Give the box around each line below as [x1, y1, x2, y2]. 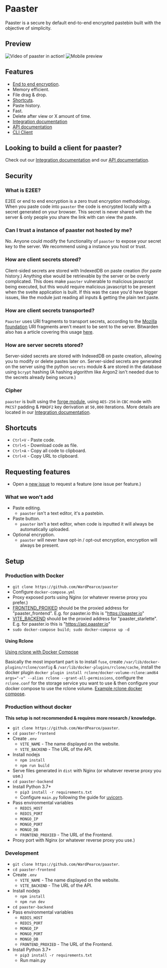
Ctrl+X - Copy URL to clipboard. [12, 453, 79, 459]
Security [5, 172, 33, 180]
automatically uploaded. [20, 527, 70, 533]
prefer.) [12, 600, 29, 606]
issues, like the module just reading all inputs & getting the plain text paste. [5, 294, 159, 300]
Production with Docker [5, 572, 64, 579]
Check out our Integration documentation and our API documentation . [5, 157, 149, 163]
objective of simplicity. [5, 25, 52, 31]
